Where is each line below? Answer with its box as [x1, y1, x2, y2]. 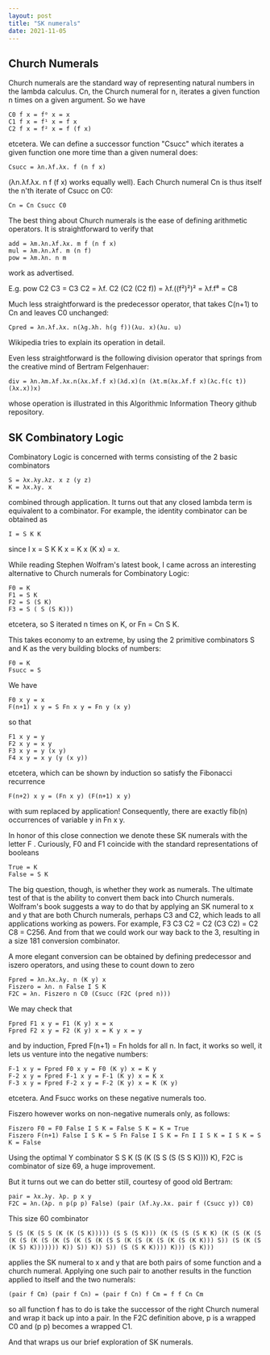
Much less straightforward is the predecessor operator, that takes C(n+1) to [8, 299, 259, 309]
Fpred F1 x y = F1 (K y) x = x [8, 1019, 114, 1028]
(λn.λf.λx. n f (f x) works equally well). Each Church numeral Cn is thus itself [8, 177, 263, 187]
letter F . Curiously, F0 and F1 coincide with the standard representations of [8, 840, 259, 848]
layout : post [8, 11, 52, 20]
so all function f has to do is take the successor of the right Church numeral [8, 1304, 260, 1314]
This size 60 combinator [8, 1214, 89, 1223]
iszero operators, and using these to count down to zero [8, 961, 195, 969]
